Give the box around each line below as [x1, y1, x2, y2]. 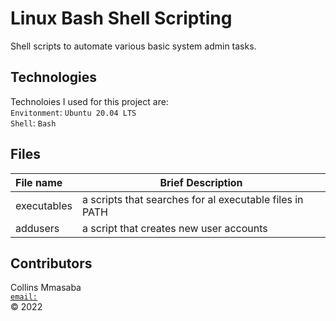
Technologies [10, 69, 98, 86]
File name [15, 175, 63, 189]
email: [10, 292, 38, 302]
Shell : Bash [10, 117, 57, 129]
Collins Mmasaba [10, 282, 82, 294]
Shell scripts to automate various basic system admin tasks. [10, 40, 257, 52]
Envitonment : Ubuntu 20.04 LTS [10, 106, 137, 118]
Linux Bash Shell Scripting [10, 7, 233, 30]
